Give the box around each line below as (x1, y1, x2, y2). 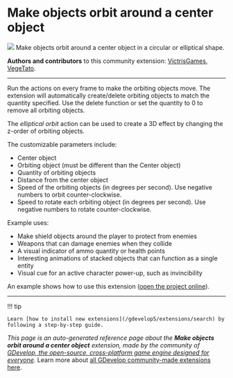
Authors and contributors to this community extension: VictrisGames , (7, 57, 208, 65)
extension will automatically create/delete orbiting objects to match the (7, 91, 210, 100)
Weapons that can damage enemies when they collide (17, 239, 172, 247)
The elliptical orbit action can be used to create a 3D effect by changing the (7, 119, 223, 127)
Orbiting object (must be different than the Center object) (17, 161, 182, 169)
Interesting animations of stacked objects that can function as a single (17, 254, 218, 262)
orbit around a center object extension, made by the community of (7, 341, 200, 349)
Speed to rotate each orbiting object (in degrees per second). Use (17, 197, 206, 206)
